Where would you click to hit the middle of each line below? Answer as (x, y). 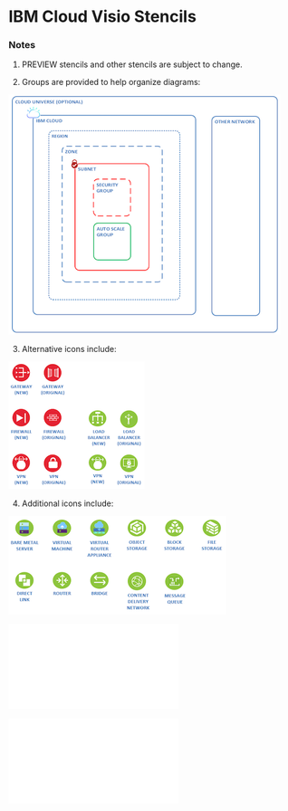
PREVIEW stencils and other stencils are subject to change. (132, 64)
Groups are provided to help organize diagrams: (111, 82)
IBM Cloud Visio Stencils (102, 17)
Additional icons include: (67, 503)
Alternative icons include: (69, 349)
